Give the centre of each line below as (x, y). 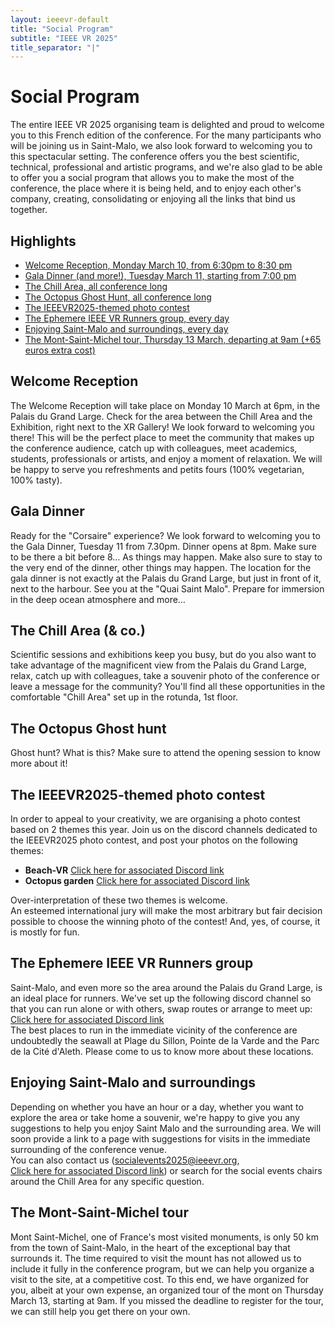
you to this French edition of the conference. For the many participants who (166, 135)
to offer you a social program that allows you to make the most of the (152, 178)
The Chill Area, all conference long (96, 286)
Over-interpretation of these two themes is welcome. (119, 900)
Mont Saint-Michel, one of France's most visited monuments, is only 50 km (165, 1237)
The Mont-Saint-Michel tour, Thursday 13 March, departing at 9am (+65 (173, 339)
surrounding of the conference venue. (89, 1149)
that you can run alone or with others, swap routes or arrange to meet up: (161, 1008)
